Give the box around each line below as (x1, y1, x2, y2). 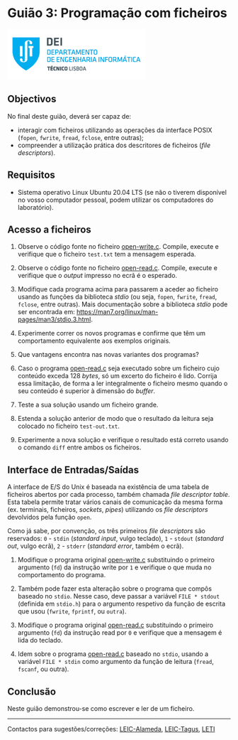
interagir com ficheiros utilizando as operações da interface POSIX (17, 126, 212, 134)
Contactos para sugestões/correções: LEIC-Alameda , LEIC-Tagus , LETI (7, 725, 215, 733)
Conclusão (7, 685, 57, 697)
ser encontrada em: (17, 308, 76, 316)
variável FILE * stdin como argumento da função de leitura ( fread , (17, 658, 214, 666)
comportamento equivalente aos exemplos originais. (17, 336, 171, 345)
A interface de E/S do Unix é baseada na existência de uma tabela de (7, 483, 210, 491)
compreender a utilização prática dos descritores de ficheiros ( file (17, 141, 211, 149)
